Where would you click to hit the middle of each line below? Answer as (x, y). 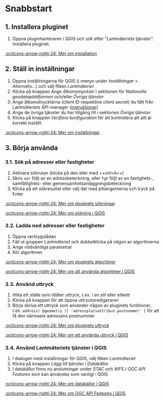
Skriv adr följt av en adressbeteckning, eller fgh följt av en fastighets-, (83, 178)
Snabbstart (29, 9)
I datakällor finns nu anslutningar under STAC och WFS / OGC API (79, 369)
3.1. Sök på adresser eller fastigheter (50, 162)
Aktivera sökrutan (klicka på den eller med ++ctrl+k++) (68, 173)
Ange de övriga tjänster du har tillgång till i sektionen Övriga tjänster (82, 112)
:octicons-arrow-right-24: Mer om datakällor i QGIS (57, 384)
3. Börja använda (32, 148)
